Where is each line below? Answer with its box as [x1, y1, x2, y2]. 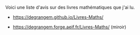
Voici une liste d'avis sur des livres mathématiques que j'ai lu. [5, 5, 135, 10]
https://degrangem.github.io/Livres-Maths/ [12, 14, 104, 20]
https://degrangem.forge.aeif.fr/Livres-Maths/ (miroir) [12, 24, 127, 30]
